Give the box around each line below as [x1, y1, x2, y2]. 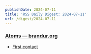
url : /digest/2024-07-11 [5, 16, 56, 21]
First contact [12, 44, 38, 50]
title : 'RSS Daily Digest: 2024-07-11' [5, 12, 87, 17]
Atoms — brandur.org [5, 32, 58, 39]
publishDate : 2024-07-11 [5, 7, 56, 12]
